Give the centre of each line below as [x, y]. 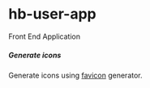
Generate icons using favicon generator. [76, 75]
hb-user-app [53, 14]
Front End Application [45, 36]
